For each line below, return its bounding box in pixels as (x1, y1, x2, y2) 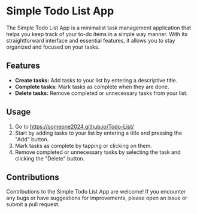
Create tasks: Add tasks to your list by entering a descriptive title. (14, 76, 178, 84)
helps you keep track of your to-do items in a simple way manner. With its (6, 30, 188, 37)
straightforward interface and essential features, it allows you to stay (6, 37, 175, 44)
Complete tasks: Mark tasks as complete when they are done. (14, 83, 169, 90)
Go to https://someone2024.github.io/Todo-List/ (14, 123, 134, 130)
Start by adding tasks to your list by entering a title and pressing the (14, 129, 183, 136)
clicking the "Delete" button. (14, 154, 85, 162)
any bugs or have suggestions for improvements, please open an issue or (6, 194, 187, 202)
